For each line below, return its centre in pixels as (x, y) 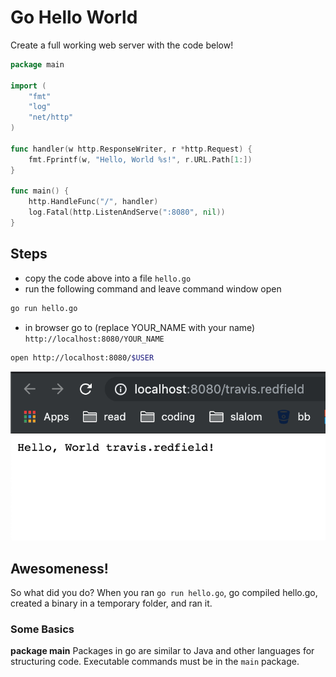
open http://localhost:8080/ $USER (82, 357)
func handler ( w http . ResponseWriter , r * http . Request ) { (131, 149)
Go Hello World (74, 17)
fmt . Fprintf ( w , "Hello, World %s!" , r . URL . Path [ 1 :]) (140, 159)
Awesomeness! (59, 568)
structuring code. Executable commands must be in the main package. (155, 662)
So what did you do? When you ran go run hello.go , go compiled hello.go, (164, 593)
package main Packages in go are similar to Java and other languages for (162, 651)
